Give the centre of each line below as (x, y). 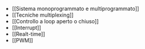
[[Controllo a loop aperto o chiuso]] (55, 21)
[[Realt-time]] (28, 34)
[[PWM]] (22, 40)
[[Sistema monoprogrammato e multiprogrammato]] (75, 9)
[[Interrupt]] (27, 27)
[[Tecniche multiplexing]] (43, 15)
